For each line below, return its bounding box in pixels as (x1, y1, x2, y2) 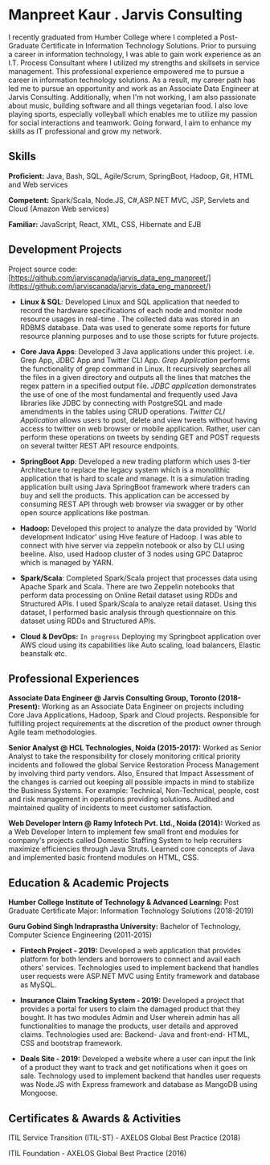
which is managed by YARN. (19, 557, 114, 567)
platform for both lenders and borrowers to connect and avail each (19, 954, 241, 964)
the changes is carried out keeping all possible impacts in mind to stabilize (8, 777, 255, 787)
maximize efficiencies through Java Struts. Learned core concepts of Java (8, 844, 256, 854)
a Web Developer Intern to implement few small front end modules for (8, 827, 239, 837)
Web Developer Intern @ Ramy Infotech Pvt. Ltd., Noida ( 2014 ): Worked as (8, 819, 261, 828)
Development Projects (8, 243, 122, 257)
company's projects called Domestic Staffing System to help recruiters (8, 836, 243, 845)
